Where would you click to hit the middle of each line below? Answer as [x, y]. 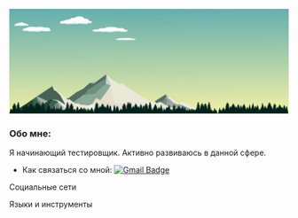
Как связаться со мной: [67, 170]
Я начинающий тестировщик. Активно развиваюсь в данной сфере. [138, 153]
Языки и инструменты [51, 205]
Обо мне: [30, 133]
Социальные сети [43, 187]
